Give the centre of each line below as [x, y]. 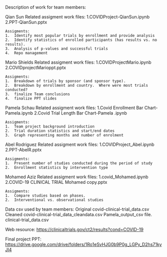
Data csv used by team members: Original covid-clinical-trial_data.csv [77, 209]
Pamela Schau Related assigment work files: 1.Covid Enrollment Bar [74, 108]
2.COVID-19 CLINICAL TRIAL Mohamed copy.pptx [56, 182]
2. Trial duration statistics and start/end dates [60, 131]
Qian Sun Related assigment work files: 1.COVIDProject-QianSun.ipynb [77, 17]
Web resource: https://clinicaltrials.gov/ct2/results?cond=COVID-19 [74, 229]
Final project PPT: [23, 239]
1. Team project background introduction [50, 127]
